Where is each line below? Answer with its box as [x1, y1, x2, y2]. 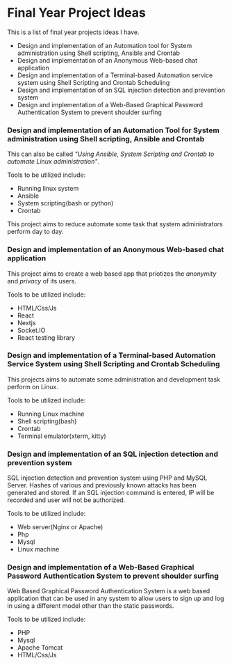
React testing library [17, 333, 75, 342]
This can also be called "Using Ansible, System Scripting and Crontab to [7, 150, 215, 158]
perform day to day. [7, 228, 64, 236]
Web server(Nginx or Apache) [17, 523, 103, 531]
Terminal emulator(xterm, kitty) [17, 432, 106, 440]
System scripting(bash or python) [17, 199, 114, 208]
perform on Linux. [7, 382, 59, 391]
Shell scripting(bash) [17, 416, 77, 425]
